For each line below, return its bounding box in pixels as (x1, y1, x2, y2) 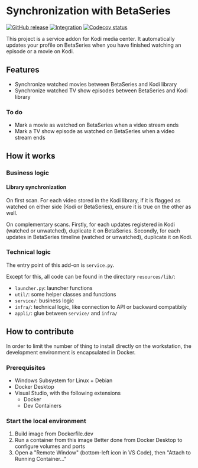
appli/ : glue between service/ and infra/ (14, 309, 118, 317)
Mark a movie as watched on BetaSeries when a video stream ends (14, 121, 179, 128)
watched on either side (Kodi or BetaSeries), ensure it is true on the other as (6, 203, 191, 210)
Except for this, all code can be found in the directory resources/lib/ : (6, 273, 176, 280)
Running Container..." (14, 456, 67, 463)
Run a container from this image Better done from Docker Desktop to (14, 437, 183, 444)
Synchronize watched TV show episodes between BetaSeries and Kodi (14, 87, 188, 94)
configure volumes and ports (14, 443, 86, 450)
